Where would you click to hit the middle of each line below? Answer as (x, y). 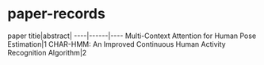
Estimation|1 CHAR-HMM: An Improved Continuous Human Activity (117, 44)
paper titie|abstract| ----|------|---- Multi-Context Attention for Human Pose (132, 36)
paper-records (57, 14)
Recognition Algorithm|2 (47, 52)
